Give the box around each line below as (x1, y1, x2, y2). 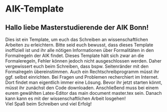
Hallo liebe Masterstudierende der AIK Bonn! (5, 23, 149, 32)
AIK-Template (5, 3, 64, 15)
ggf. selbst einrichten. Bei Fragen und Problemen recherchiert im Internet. (5, 74, 159, 80)
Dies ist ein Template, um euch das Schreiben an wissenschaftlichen (5, 36, 148, 42)
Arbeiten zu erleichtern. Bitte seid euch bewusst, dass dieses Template (5, 42, 153, 48)
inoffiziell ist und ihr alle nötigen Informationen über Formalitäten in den (5, 47, 154, 53)
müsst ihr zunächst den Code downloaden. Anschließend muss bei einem (5, 85, 159, 91)
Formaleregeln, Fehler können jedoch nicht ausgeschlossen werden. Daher (5, 58, 162, 64)
